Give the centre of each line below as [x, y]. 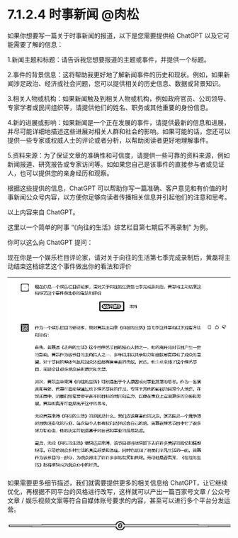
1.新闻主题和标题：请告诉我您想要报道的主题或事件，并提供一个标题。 [109, 59]
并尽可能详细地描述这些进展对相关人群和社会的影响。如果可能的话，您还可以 [119, 131]
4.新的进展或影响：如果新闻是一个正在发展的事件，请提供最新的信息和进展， [119, 122]
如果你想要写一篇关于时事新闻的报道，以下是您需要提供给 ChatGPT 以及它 [115, 35]
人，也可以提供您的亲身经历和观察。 [60, 173]
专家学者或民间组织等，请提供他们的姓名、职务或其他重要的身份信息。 [110, 107]
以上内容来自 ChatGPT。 [43, 212]
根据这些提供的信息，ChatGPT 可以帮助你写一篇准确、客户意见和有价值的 [114, 188]
